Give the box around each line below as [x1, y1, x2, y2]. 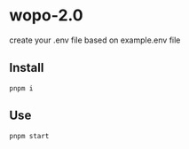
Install [9, 60, 44, 75]
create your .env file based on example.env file [9, 35, 181, 45]
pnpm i [9, 83, 34, 93]
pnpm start [9, 131, 50, 140]
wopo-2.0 [9, 5, 83, 26]
